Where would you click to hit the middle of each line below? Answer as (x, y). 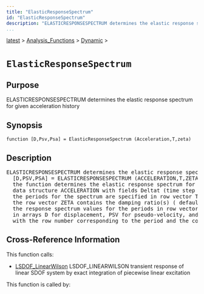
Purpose (23, 85)
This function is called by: (39, 284)
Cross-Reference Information (63, 240)
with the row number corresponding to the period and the (101, 221)
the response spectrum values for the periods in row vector (105, 209)
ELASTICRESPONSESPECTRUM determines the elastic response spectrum (100, 100)
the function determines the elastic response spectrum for (104, 184)
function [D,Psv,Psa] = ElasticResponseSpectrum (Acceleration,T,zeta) (99, 139)
